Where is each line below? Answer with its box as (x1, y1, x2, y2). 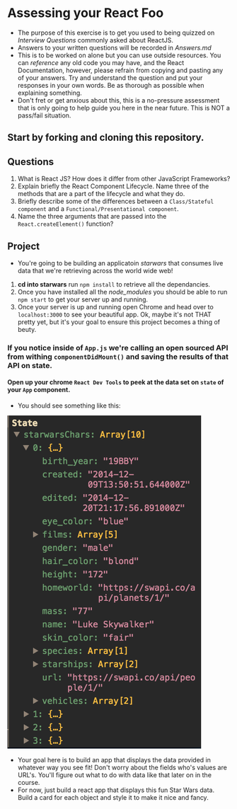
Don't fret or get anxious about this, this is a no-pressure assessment (17, 96, 220, 104)
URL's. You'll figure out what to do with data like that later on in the (17, 771, 212, 779)
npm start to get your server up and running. (17, 295, 149, 304)
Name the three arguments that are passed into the (17, 212, 167, 221)
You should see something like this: (17, 401, 121, 410)
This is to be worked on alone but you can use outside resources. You (17, 51, 221, 59)
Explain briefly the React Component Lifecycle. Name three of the (17, 182, 209, 190)
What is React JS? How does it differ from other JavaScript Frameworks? (17, 175, 231, 183)
